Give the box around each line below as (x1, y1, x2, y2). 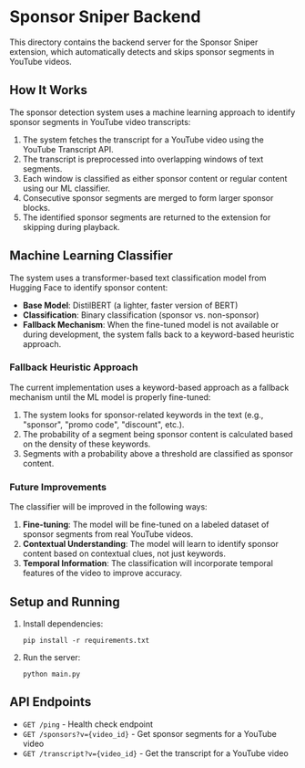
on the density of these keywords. (22, 438, 151, 449)
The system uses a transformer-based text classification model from (9, 272, 267, 283)
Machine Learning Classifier (9, 248, 173, 264)
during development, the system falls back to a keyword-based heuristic (22, 329, 295, 340)
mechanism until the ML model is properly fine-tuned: (9, 391, 211, 403)
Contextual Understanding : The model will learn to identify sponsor (22, 539, 280, 550)
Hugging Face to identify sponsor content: (9, 281, 168, 293)
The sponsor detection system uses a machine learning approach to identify (9, 107, 296, 118)
